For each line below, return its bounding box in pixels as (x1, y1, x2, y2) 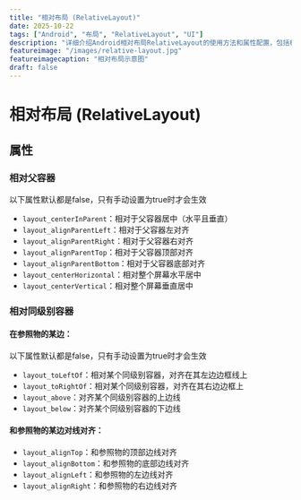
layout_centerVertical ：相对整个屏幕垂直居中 (21, 280, 194, 291)
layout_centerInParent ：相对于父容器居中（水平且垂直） (21, 212, 233, 224)
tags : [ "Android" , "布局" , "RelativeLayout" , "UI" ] (9, 30, 204, 39)
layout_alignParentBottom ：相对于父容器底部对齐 (21, 257, 206, 269)
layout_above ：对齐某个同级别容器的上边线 (21, 392, 181, 402)
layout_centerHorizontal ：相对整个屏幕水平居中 (21, 269, 202, 280)
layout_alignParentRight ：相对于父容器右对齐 (21, 235, 194, 246)
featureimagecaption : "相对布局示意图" (9, 55, 149, 64)
